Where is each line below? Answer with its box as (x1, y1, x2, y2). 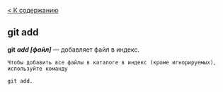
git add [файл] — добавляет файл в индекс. (7, 45, 140, 54)
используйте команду (7, 65, 69, 72)
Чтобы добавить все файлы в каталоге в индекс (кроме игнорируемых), (7, 59, 217, 66)
